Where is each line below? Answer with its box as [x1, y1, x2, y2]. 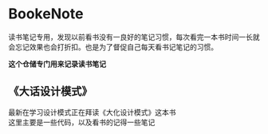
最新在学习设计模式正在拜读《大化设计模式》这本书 [8, 107, 176, 116]
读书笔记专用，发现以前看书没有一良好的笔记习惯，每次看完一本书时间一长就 [8, 32, 260, 41]
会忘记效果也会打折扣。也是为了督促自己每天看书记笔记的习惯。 [8, 41, 218, 52]
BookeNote [8, 5, 84, 23]
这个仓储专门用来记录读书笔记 [8, 59, 106, 69]
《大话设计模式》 [8, 85, 93, 98]
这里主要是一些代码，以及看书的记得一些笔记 [8, 117, 156, 127]
